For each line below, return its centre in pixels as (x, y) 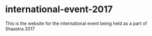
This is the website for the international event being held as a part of (76, 23)
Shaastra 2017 (20, 28)
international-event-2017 (59, 9)
